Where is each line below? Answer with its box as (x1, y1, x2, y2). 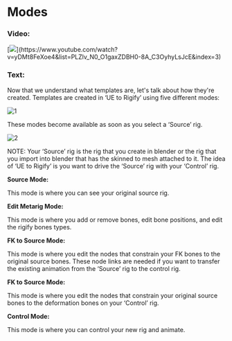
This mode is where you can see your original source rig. (7, 189, 170, 197)
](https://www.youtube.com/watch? (16, 46, 118, 54)
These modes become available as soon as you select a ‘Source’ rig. (7, 120, 203, 128)
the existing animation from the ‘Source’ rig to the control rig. (7, 264, 181, 272)
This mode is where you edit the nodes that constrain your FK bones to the (7, 250, 220, 258)
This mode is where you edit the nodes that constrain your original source (7, 291, 218, 299)
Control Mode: (7, 312, 50, 320)
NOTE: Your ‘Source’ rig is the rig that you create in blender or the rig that (7, 147, 217, 155)
